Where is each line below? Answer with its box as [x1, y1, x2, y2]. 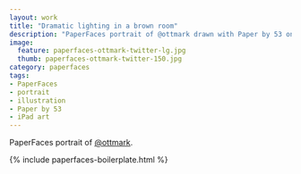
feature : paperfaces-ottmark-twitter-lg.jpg [17, 46, 186, 55]
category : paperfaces [9, 63, 90, 72]
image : [9, 37, 34, 47]
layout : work [9, 12, 58, 22]
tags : [9, 71, 30, 80]
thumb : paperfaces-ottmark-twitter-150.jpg [17, 54, 182, 63]
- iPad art [9, 112, 50, 121]
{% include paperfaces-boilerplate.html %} [9, 154, 168, 165]
